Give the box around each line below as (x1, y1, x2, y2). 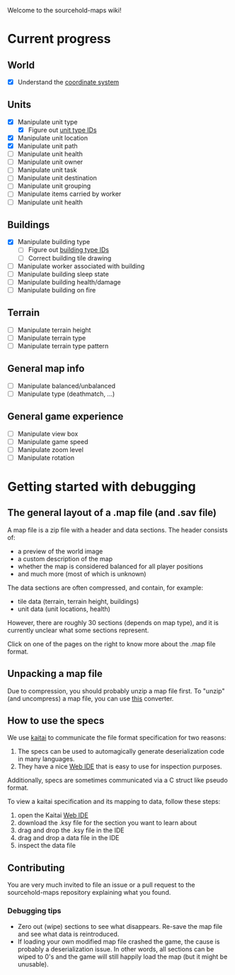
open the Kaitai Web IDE (17, 811, 88, 820)
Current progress (7, 31, 111, 47)
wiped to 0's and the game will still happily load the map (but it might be (17, 952, 228, 961)
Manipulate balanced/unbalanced (17, 381, 115, 390)
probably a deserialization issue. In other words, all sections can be (17, 944, 214, 953)
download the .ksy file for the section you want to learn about (17, 819, 197, 827)
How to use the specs (7, 715, 105, 727)
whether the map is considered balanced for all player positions (17, 562, 204, 571)
